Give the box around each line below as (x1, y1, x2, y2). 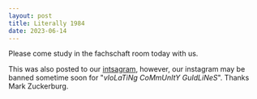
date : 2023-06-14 (8, 27, 67, 35)
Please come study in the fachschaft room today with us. (8, 49, 199, 59)
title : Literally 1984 (8, 19, 85, 27)
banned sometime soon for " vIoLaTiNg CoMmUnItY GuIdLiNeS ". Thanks (8, 73, 250, 83)
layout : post (8, 11, 53, 20)
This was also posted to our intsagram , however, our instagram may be (8, 64, 246, 74)
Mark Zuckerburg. (8, 81, 69, 91)
